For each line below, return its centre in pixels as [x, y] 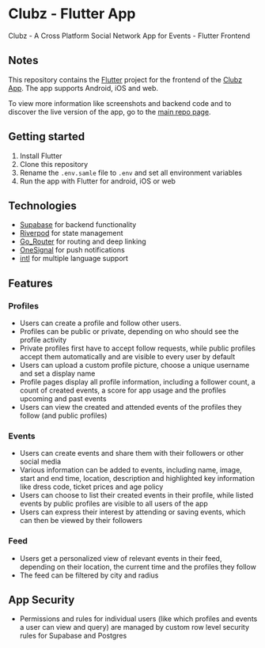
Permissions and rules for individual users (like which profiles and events [138, 619]
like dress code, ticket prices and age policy [91, 487]
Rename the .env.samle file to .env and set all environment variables [131, 172]
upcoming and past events [63, 399]
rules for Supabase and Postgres [73, 636]
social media [40, 462]
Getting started [47, 136]
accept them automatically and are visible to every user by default [127, 357]
